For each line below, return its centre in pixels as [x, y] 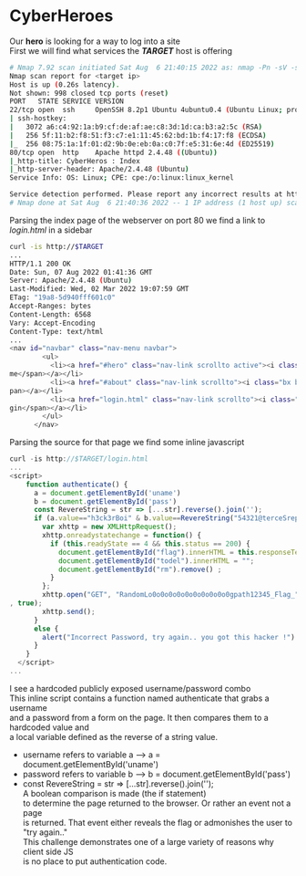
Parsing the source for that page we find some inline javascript [127, 443]
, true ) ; [26, 603]
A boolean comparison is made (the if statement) [114, 793]
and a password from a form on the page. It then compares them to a [139, 717]
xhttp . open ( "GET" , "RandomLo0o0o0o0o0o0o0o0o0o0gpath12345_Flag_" [171, 595]
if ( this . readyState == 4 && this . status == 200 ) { [150, 544]
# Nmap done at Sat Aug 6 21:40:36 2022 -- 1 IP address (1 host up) [146, 203]
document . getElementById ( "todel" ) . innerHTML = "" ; [156, 561]
